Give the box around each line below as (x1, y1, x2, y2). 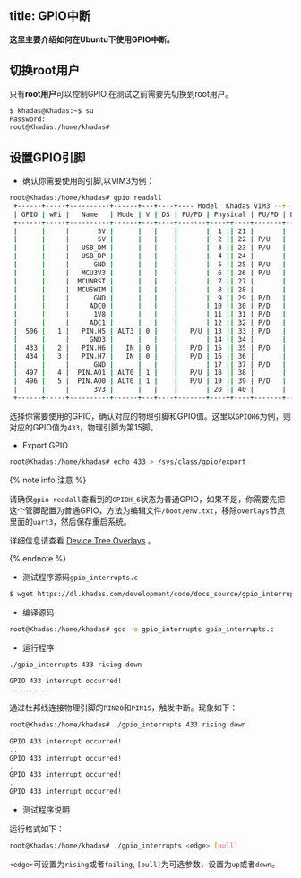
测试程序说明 (21, 804, 70, 814)
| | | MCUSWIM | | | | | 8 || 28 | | (13, 285, 287, 294)
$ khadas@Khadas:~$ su (9, 106, 94, 115)
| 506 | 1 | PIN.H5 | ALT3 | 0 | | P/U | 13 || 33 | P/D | (13, 326, 287, 336)
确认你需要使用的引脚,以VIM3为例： (21, 176, 155, 187)
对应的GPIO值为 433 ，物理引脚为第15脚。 (9, 422, 159, 432)
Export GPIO (21, 439, 69, 450)
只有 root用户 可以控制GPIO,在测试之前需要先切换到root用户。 (9, 88, 234, 99)
